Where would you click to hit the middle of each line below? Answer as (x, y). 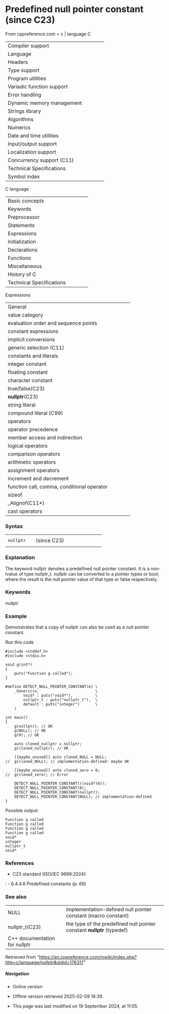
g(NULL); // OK (30, 731)
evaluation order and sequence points (52, 323)
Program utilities (27, 78)
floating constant (28, 372)
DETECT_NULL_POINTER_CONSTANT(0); (50, 788)
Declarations (23, 250)
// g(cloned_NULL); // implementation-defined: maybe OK (67, 762)
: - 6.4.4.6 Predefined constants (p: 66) (46, 884)
